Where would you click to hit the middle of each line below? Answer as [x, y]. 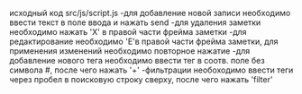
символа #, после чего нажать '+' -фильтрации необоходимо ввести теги [151, 70]
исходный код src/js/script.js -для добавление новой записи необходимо [150, 13]
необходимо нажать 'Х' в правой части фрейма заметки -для [128, 32]
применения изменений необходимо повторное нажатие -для [130, 51]
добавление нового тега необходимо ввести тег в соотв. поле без [137, 60]
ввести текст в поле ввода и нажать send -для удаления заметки [135, 22]
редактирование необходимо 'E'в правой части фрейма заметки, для [144, 41]
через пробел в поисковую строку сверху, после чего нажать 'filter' [141, 79]
